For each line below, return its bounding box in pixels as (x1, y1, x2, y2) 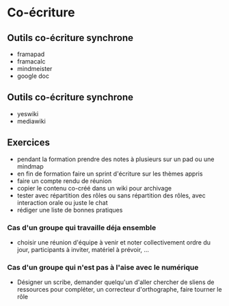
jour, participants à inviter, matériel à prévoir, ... (16, 245, 149, 253)
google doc (16, 72, 50, 80)
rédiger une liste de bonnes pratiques (16, 206, 123, 214)
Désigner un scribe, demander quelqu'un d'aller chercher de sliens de (16, 278, 215, 286)
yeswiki (16, 109, 39, 117)
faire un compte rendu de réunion (16, 176, 112, 185)
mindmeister (16, 65, 53, 72)
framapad (16, 50, 45, 58)
